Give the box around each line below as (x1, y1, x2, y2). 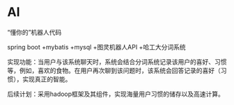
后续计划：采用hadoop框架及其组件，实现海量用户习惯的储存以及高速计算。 (7, 90, 225, 98)
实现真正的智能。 (22, 74, 72, 83)
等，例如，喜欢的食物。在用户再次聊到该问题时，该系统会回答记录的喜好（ (7, 66, 221, 74)
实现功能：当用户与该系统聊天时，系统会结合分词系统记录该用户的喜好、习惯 (7, 57, 227, 66)
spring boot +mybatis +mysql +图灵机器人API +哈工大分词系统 (7, 42, 186, 51)
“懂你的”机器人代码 (7, 28, 62, 36)
